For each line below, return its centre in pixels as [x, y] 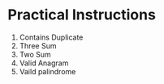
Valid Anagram [44, 63]
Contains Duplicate [51, 37]
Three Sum [38, 45]
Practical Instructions [82, 15]
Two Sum [35, 54]
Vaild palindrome [47, 71]
